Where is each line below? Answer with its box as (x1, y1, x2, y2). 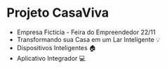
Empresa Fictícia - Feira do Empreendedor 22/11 (16, 28, 156, 36)
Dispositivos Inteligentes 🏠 (16, 43, 97, 52)
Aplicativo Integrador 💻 (16, 54, 86, 62)
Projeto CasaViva (6, 5, 109, 21)
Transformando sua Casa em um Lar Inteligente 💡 (16, 35, 161, 43)
